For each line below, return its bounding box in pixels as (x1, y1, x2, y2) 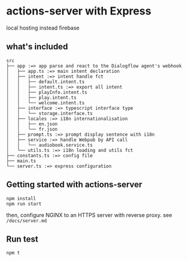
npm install (6, 195, 36, 201)
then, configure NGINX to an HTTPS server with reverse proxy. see (6, 211, 172, 218)
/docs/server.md (6, 218, 47, 224)
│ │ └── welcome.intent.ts (6, 99, 85, 106)
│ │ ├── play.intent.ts (6, 95, 77, 101)
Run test (6, 234, 39, 244)
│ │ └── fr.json (6, 126, 58, 132)
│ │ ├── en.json (6, 121, 58, 127)
